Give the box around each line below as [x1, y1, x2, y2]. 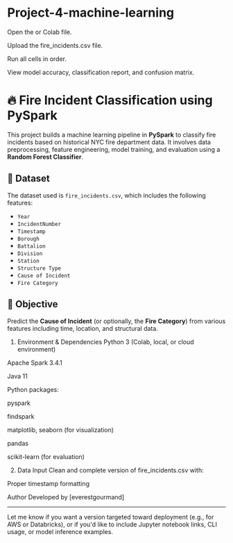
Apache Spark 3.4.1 [7, 359, 62, 367]
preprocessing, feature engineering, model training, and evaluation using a [7, 145, 221, 153]
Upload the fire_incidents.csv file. [7, 41, 103, 49]
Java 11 [7, 372, 28, 380]
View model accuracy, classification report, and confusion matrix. [7, 68, 195, 76]
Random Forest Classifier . [7, 153, 84, 161]
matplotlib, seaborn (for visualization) [7, 425, 114, 434]
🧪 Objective [7, 298, 58, 310]
